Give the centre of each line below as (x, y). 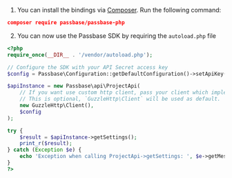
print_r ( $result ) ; (46, 144)
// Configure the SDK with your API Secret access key (88, 67)
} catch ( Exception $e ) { (44, 150)
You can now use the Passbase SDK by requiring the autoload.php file (116, 36)
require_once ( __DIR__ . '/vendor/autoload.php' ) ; (80, 55)
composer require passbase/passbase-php (66, 23)
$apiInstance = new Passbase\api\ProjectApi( (74, 86)
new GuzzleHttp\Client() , (57, 106)
